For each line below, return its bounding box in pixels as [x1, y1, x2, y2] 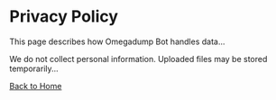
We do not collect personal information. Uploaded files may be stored [9, 53, 268, 64]
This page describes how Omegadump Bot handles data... [9, 36, 225, 47]
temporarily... [9, 63, 59, 74]
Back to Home [9, 80, 62, 91]
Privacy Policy [9, 6, 119, 27]
